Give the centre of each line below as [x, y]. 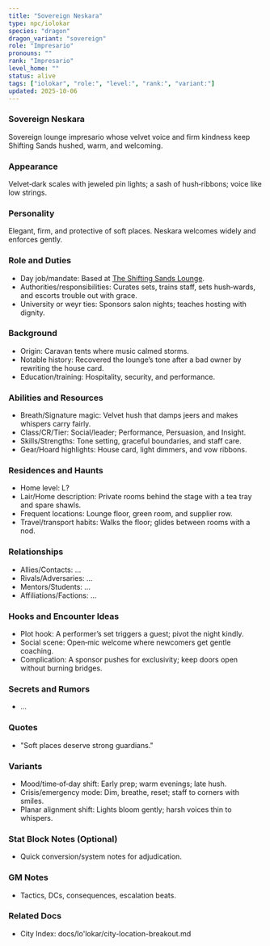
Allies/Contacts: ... [51, 570]
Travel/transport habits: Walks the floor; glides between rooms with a [135, 523]
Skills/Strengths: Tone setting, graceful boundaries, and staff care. [131, 441]
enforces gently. [36, 240]
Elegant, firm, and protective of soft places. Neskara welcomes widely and [132, 231]
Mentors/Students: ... [55, 587]
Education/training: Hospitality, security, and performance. [118, 376]
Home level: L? [45, 488]
